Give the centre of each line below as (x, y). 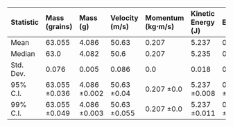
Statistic (25, 22)
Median (23, 53)
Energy (202, 22)
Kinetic (202, 13)
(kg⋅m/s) (160, 27)
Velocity (124, 18)
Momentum (165, 18)
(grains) (59, 27)
